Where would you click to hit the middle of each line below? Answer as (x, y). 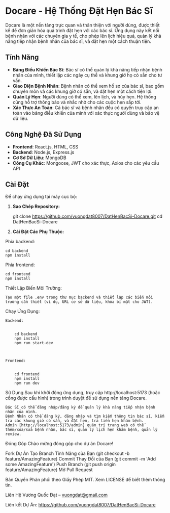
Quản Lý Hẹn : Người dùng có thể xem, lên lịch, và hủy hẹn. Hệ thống (84, 96)
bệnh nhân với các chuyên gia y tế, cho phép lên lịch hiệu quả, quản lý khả (83, 36)
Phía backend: (20, 242)
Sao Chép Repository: (36, 207)
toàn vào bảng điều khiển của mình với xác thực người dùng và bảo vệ (86, 113)
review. (13, 434)
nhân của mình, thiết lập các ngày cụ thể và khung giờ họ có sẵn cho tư (87, 75)
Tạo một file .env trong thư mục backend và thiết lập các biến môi (79, 298)
